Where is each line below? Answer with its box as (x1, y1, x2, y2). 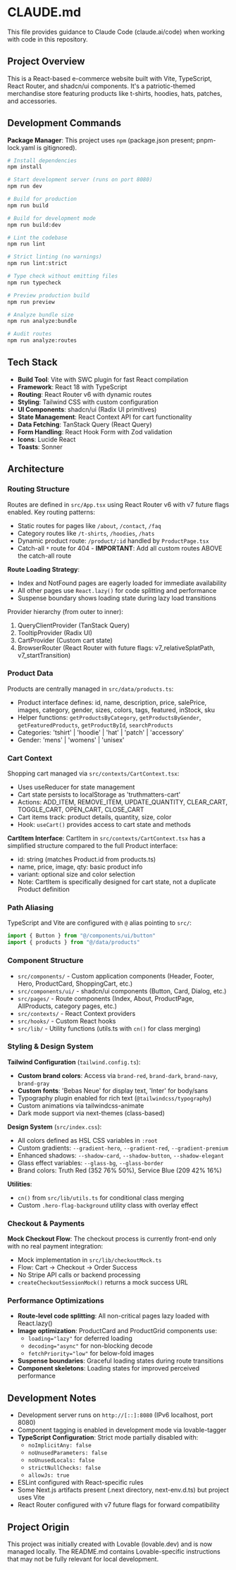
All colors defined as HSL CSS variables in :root (17, 1136, 158, 1144)
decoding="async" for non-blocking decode (27, 1342, 153, 1350)
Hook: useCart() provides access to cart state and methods (17, 821, 192, 829)
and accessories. (7, 97, 58, 105)
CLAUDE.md (7, 4, 82, 20)
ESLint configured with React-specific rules (17, 1478, 144, 1487)
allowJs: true (27, 1472, 70, 1479)
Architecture (7, 463, 65, 475)
